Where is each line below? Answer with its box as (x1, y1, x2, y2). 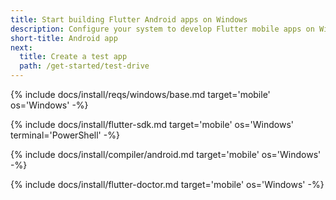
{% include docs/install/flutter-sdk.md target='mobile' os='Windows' (10, 119, 294, 130)
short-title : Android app (10, 33, 118, 43)
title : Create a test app (19, 52, 128, 62)
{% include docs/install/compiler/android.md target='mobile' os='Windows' (10, 149, 322, 160)
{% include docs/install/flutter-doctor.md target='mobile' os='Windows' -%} (10, 179, 325, 190)
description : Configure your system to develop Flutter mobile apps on (10, 24, 315, 34)
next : (10, 42, 33, 53)
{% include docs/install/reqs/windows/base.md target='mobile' (10, 89, 271, 100)
